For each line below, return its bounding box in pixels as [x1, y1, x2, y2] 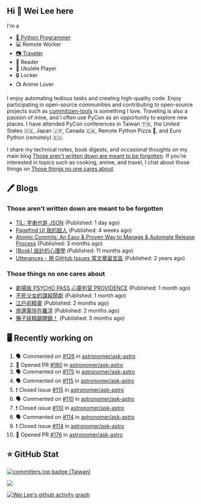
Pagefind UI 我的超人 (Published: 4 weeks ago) [15, 226, 132, 234]
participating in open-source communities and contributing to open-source [7, 101, 193, 108]
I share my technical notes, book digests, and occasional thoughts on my [7, 145, 188, 153]
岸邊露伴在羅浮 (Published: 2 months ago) [15, 307, 120, 314]
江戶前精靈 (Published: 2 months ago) [15, 299, 110, 307]
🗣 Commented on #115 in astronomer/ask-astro [15, 377, 135, 384]
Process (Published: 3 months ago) [15, 240, 103, 247]
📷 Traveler [15, 49, 43, 57]
